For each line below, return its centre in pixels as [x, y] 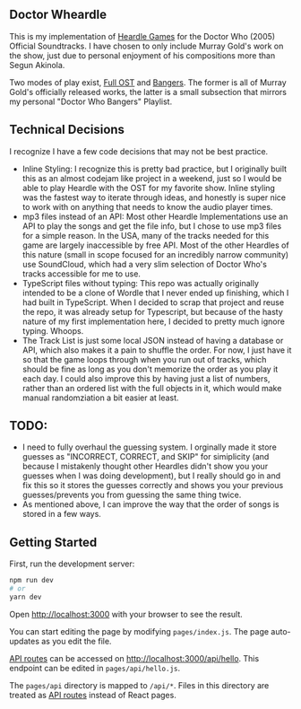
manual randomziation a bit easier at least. [100, 398]
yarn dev [26, 597]
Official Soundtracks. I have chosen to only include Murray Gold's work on [146, 46]
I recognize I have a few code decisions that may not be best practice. [139, 151]
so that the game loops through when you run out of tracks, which [144, 359]
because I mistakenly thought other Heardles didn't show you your [145, 467]
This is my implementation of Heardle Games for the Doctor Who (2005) [142, 36]
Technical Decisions [67, 130]
